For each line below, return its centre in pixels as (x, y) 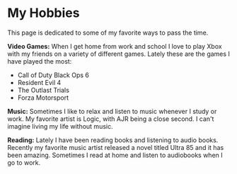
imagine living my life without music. (60, 126)
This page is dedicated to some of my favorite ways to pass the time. (108, 33)
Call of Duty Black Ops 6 (53, 75)
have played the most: (40, 61)
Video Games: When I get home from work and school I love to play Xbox (115, 46)
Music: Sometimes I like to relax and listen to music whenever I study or (112, 111)
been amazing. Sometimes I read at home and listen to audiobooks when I (115, 155)
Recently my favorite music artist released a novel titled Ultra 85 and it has (116, 147)
